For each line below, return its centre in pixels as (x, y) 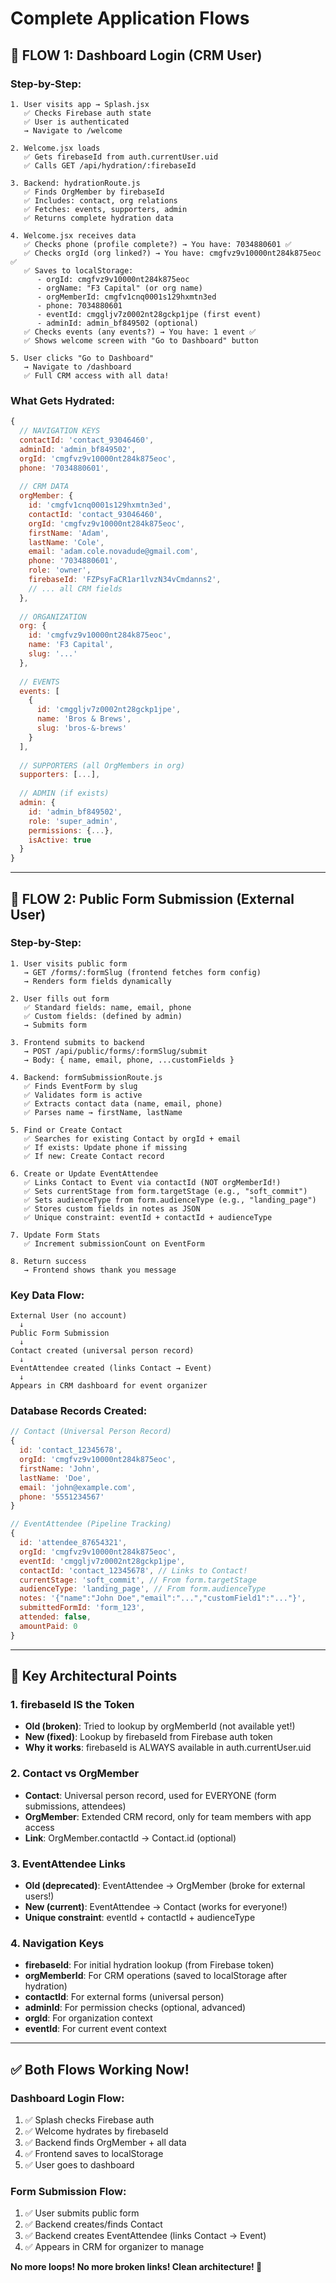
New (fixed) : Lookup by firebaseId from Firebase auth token (148, 1737)
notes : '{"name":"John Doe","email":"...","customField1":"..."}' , (163, 1598)
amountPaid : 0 (48, 1626)
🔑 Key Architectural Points (94, 1676)
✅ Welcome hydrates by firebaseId (96, 2131)
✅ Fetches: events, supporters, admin (105, 209)
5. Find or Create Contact (66, 1130)
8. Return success (48, 1261)
